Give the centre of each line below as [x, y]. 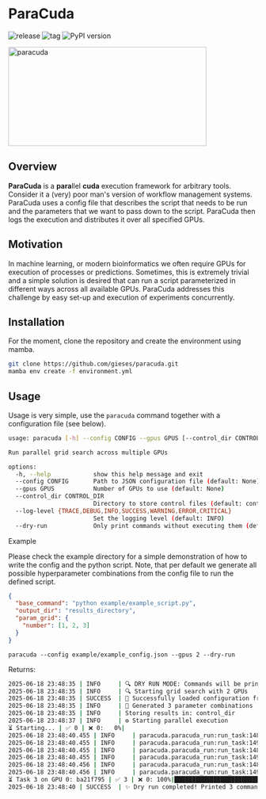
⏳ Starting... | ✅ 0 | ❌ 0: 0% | [66, 728]
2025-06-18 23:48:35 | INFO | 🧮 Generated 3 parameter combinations [131, 706]
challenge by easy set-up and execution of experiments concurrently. [122, 297]
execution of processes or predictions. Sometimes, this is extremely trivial [129, 272]
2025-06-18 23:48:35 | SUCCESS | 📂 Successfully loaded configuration [129, 698]
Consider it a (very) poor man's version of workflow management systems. [131, 194]
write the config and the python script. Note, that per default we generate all [133, 564]
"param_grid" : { [42, 618]
